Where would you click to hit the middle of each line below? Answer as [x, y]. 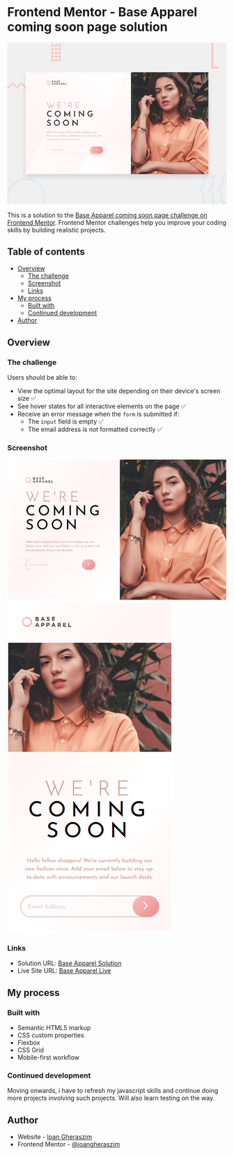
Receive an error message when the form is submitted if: [98, 414]
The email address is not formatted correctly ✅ [95, 429]
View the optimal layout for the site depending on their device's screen [119, 391]
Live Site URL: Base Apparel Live [64, 971]
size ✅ [27, 398]
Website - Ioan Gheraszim [55, 1137]
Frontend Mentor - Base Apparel [102, 12]
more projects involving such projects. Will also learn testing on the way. [111, 1098]
